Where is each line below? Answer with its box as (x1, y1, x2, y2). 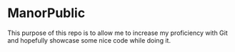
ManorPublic (7, 5, 86, 21)
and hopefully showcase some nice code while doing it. (7, 36, 171, 44)
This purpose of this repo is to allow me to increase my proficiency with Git (7, 28, 229, 37)
